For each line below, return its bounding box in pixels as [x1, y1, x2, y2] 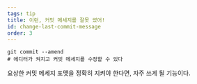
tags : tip [7, 10, 36, 17]
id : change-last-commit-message [7, 23, 101, 30]
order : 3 [7, 29, 33, 37]
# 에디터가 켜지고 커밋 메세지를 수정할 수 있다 [7, 56, 123, 63]
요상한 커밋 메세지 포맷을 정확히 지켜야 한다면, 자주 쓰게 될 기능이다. [7, 69, 191, 77]
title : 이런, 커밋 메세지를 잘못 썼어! [7, 17, 106, 24]
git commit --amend [7, 49, 64, 56]
